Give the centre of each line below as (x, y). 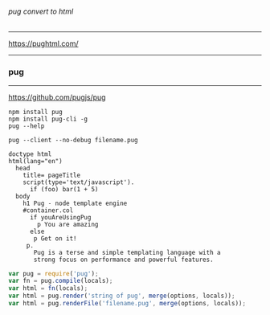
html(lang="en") (35, 161)
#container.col (48, 210)
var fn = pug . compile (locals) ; (61, 281)
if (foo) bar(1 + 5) (64, 189)
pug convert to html (41, 11)
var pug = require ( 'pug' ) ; (53, 273)
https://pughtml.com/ (43, 43)
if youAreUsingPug (60, 217)
